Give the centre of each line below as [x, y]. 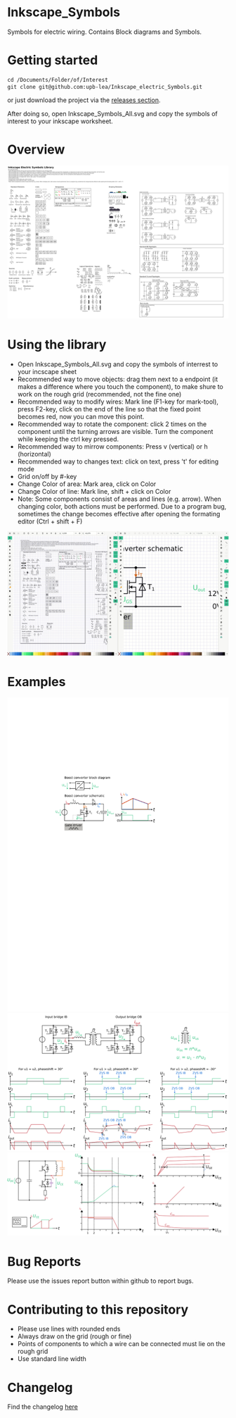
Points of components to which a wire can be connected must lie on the [122, 1344]
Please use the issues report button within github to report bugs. [101, 1281]
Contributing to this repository [98, 1309]
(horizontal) [34, 454]
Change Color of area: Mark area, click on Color [87, 484]
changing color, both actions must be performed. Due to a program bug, [122, 506]
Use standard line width [52, 1359]
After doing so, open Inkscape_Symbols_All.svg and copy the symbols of [112, 113]
